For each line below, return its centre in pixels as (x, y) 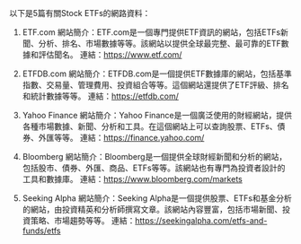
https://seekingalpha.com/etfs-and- (201, 221)
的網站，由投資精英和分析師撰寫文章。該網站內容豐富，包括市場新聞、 (152, 209)
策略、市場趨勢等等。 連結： (83, 221)
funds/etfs (41, 231)
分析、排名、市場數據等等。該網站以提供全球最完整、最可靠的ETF (159, 44)
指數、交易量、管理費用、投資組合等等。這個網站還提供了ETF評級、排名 (155, 85)
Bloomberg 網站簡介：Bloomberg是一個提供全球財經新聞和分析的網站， (155, 157)
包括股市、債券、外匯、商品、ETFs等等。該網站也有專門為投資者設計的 (154, 168)
